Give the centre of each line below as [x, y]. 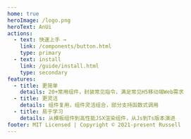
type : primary [41, 53]
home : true [23, 14]
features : [22, 79]
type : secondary [44, 72]
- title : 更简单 [36, 86]
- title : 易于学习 [38, 112]
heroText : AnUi [30, 27]
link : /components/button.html [66, 46]
